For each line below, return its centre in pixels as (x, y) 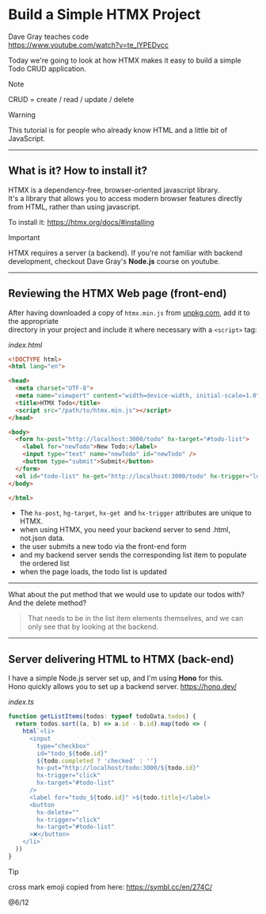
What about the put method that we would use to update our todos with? (127, 595)
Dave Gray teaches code (49, 36)
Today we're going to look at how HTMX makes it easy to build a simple (125, 60)
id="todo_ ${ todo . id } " (72, 753)
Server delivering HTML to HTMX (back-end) (122, 659)
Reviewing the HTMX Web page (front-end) (118, 293)
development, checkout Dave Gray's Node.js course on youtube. (114, 261)
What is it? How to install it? (78, 171)
